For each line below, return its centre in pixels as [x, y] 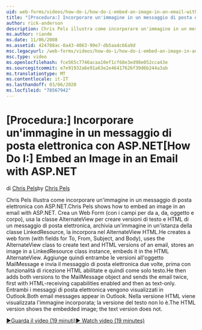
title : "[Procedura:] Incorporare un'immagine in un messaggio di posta [99, 17]
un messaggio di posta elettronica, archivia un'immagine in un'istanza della [99, 225]
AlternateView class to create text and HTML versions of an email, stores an [100, 244]
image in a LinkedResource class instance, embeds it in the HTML [88, 251]
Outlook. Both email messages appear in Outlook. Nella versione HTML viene [101, 296]
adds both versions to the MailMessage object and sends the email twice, [97, 277]
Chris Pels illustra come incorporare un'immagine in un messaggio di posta [99, 200]
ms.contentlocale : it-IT [37, 79]
